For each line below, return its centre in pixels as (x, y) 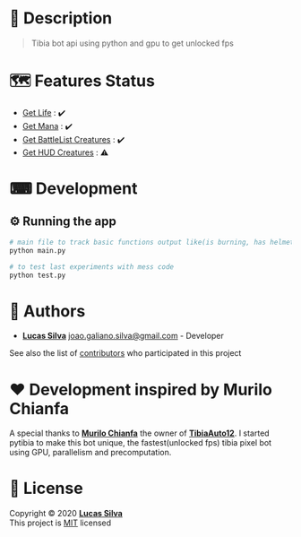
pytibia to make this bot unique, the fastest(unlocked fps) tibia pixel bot (140, 443)
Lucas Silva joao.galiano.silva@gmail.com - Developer (123, 336)
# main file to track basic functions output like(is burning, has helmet (152, 242)
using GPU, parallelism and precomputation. (90, 453)
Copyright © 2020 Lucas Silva (66, 514)
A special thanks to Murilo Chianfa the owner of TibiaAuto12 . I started (140, 433)
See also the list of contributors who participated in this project (125, 353)
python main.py (38, 250)
